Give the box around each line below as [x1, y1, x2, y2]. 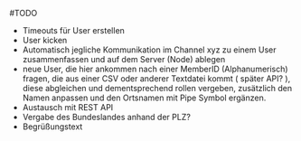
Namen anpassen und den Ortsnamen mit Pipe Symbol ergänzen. [22, 92, 267, 103]
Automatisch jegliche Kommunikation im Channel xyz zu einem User [22, 44, 277, 55]
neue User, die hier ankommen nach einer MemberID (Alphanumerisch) [22, 63, 288, 74]
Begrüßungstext [22, 121, 83, 132]
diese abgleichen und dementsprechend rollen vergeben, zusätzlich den [22, 83, 293, 93]
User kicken [22, 35, 68, 45]
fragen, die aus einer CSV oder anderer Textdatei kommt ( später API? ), [22, 73, 291, 84]
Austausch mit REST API [22, 102, 114, 112]
